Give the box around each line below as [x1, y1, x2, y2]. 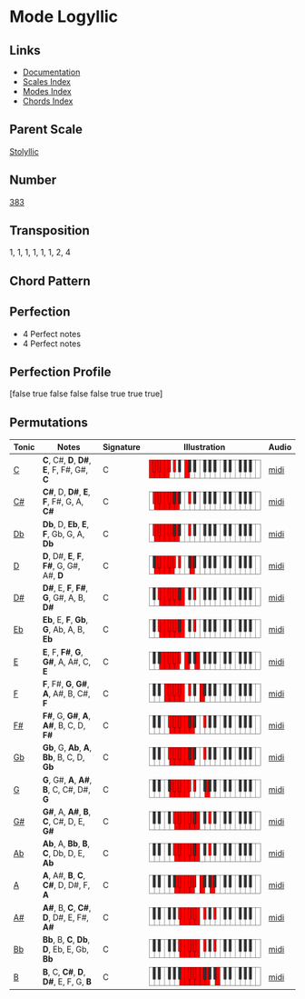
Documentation [22, 66, 81, 77]
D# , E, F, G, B [42, 976, 93, 987]
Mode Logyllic [9, 6, 119, 27]
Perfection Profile [9, 365, 112, 380]
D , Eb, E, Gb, [42, 944, 89, 954]
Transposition [9, 223, 91, 238]
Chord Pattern [9, 273, 91, 288]
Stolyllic [9, 145, 39, 156]
